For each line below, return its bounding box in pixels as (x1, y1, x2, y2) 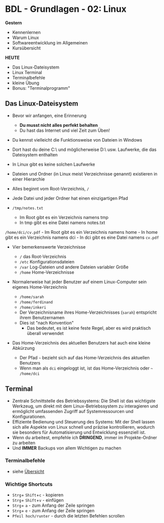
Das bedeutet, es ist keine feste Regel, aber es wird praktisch (27, 325, 151, 331)
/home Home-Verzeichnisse (19, 269, 75, 275)
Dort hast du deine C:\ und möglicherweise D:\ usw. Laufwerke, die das (12, 147, 157, 152)
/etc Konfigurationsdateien (19, 259, 75, 264)
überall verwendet (27, 330, 64, 336)
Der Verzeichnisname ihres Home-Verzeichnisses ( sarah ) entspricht (19, 309, 157, 315)
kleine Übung (12, 80, 39, 86)
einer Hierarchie (12, 176, 45, 182)
